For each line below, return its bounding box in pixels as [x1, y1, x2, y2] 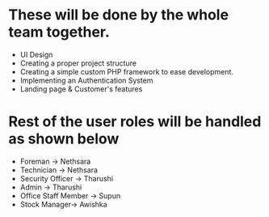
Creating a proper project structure [19, 58, 137, 68]
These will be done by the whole [8, 6, 229, 24]
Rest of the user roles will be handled [8, 113, 262, 131]
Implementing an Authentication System [19, 75, 153, 85]
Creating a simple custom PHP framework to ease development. [19, 66, 234, 76]
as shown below [8, 130, 120, 148]
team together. [8, 23, 111, 41]
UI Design [19, 49, 53, 59]
